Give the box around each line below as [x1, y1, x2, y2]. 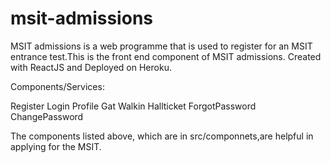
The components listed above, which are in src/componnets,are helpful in [10, 130, 314, 142]
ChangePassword [10, 110, 84, 122]
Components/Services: [10, 80, 105, 92]
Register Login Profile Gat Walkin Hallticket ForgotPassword [10, 100, 257, 112]
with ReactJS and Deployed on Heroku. [10, 61, 172, 73]
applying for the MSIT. [10, 140, 102, 152]
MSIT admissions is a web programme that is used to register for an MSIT [10, 40, 313, 52]
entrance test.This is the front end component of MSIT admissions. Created [10, 50, 322, 62]
